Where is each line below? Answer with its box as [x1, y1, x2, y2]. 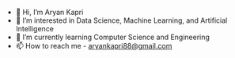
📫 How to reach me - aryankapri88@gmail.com [15, 42, 172, 50]
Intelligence [15, 24, 54, 33]
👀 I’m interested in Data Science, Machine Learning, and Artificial [15, 16, 228, 25]
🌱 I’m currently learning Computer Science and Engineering [15, 32, 210, 42]
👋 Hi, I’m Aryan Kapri [15, 8, 84, 16]
